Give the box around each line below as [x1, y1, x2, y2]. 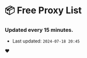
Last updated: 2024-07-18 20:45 [12, 38, 80, 44]
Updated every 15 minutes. [5, 27, 74, 34]
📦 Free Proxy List [5, 5, 82, 16]
